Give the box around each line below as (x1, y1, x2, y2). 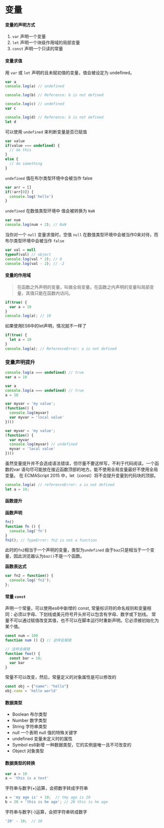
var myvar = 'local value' (9, 415, 64, 420)
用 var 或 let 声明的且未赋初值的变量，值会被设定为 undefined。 (5, 69, 135, 76)
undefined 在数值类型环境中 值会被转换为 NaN (5, 208, 95, 214)
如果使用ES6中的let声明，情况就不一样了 (5, 323, 87, 329)
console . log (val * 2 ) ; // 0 (5, 257, 62, 262)
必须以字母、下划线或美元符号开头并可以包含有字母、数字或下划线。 (13, 611, 150, 617)
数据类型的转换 (5, 760, 35, 766)
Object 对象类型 (12, 748, 44, 754)
